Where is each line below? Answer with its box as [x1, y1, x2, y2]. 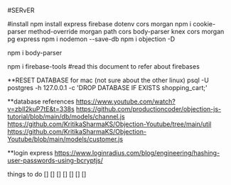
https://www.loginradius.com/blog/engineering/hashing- [54, 149, 220, 157]
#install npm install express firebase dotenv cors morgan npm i [7, 20, 192, 28]
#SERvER [7, 6, 35, 14]
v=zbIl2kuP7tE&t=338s [7, 105, 75, 113]
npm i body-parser [7, 49, 63, 57]
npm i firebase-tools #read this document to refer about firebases [7, 62, 200, 70]
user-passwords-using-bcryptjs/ [7, 156, 103, 164]
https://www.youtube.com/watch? [75, 97, 176, 106]
